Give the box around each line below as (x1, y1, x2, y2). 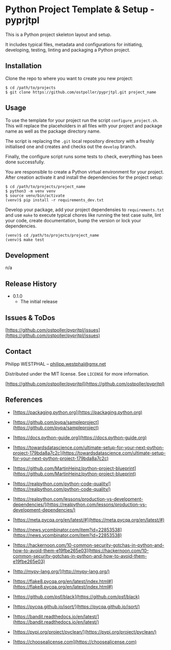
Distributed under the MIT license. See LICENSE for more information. (5, 370, 150, 377)
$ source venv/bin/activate (5, 193, 65, 198)
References (5, 395, 43, 404)
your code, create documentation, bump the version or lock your (5, 217, 141, 223)
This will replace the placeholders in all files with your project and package (5, 122, 162, 129)
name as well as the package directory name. (5, 128, 101, 134)
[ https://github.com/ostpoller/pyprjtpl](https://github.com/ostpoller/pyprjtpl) (5, 381, 165, 387)
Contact (5, 347, 32, 356)
